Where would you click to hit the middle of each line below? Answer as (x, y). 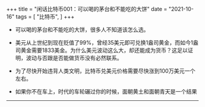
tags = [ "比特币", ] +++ (45, 17)
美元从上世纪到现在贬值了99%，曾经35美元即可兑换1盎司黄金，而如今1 (104, 42)
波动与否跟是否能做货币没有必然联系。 (74, 58)
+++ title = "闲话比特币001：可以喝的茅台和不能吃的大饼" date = (87, 9)
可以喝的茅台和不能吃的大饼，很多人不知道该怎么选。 (82, 30)
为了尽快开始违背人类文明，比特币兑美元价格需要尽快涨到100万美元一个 (105, 71)
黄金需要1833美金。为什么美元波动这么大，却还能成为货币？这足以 (104, 50)
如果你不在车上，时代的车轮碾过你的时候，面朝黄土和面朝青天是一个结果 (106, 91)
